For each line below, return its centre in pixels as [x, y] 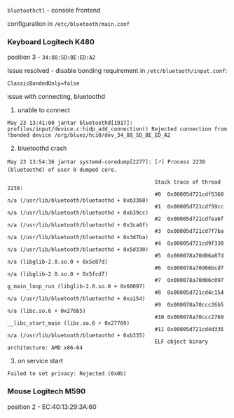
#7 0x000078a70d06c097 [189, 281]
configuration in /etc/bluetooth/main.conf [69, 23]
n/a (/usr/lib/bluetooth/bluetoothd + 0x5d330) [78, 250]
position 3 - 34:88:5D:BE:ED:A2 [51, 57]
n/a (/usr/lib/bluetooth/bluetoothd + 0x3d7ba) [78, 238]
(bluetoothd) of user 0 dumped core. [62, 170]
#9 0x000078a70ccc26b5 [189, 305]
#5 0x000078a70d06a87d [189, 256]
